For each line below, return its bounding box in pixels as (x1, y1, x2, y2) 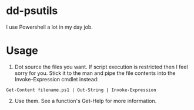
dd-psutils (6, 4, 58, 18)
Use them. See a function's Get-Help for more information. (14, 97, 157, 104)
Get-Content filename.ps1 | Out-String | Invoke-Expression (6, 87, 157, 93)
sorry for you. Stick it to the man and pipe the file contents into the (14, 69, 176, 77)
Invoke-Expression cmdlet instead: (14, 75, 99, 82)
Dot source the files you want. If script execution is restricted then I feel (14, 63, 188, 70)
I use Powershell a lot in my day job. (6, 23, 93, 30)
